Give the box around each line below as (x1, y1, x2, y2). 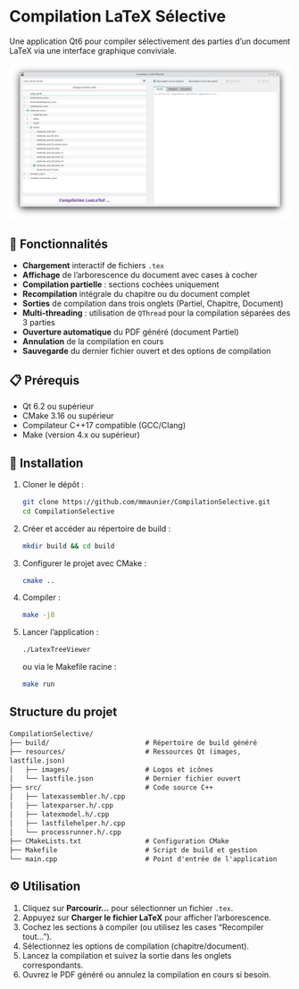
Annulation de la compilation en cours (21, 336, 164, 347)
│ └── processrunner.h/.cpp (9, 827, 122, 837)
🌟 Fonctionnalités (9, 236, 109, 251)
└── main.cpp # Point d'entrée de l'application (9, 854, 278, 864)
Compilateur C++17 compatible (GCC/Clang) (21, 420, 187, 431)
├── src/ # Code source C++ (9, 782, 214, 792)
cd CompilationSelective (21, 507, 115, 516)
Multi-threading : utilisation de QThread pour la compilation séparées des (21, 308, 291, 318)
